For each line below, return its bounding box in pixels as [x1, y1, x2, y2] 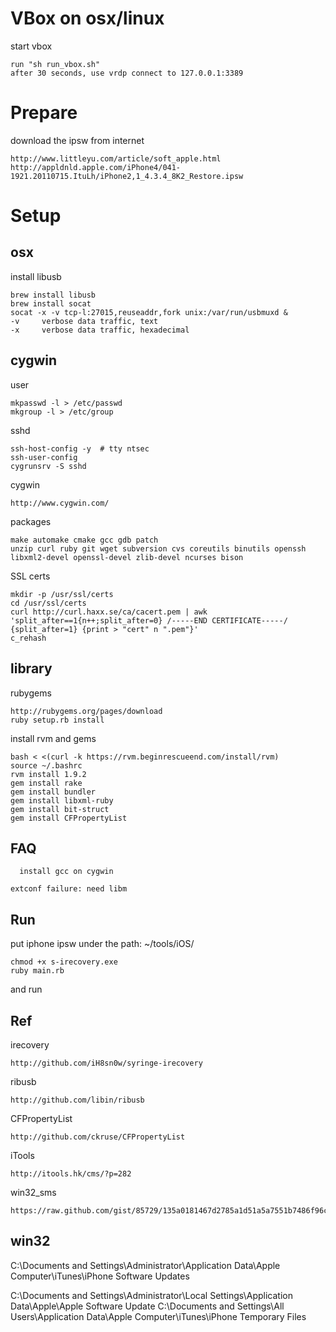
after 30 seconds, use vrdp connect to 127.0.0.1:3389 [10, 68, 244, 78]
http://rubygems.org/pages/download [10, 706, 163, 716]
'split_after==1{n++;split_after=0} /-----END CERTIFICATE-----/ [10, 615, 288, 626]
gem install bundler [10, 787, 97, 797]
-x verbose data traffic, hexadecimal [10, 325, 190, 335]
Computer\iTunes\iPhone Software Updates [10, 1270, 190, 1282]
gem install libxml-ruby [10, 795, 114, 806]
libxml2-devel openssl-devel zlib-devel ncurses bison [10, 552, 244, 562]
